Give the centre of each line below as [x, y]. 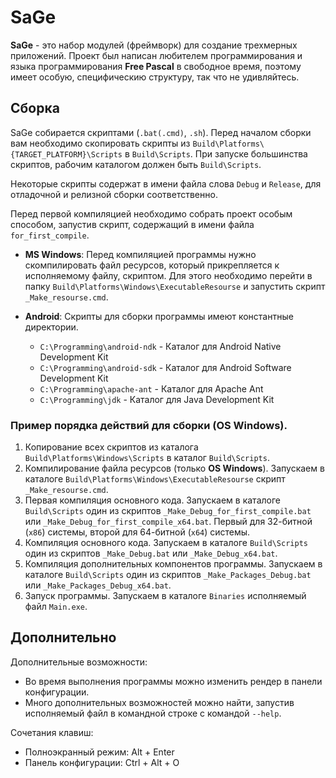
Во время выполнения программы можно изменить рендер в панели [173, 681]
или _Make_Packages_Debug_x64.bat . [98, 585]
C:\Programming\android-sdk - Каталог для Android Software [165, 367]
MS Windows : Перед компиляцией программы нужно [140, 254]
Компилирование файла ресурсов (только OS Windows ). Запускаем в [174, 468]
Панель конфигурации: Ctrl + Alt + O [102, 762]
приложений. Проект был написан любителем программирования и [156, 55]
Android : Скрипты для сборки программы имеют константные [159, 316]
